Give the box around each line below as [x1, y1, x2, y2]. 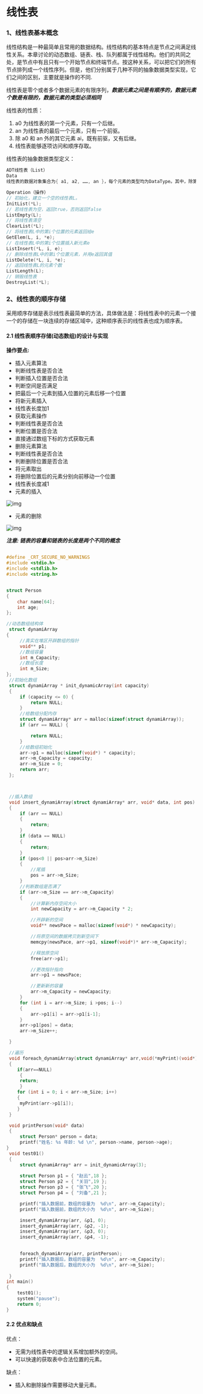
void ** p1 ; [19, 643, 47, 650]
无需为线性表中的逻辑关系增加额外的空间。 [14, 1348, 121, 1355]
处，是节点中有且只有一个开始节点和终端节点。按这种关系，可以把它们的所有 [6, 59, 196, 66]
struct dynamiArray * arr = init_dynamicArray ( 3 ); [19, 1161, 147, 1168]
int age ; [17, 604, 39, 610]
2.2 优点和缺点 [6, 1321, 43, 1328]
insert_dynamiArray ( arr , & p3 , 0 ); [19, 1228, 107, 1234]
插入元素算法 [14, 360, 47, 367]
